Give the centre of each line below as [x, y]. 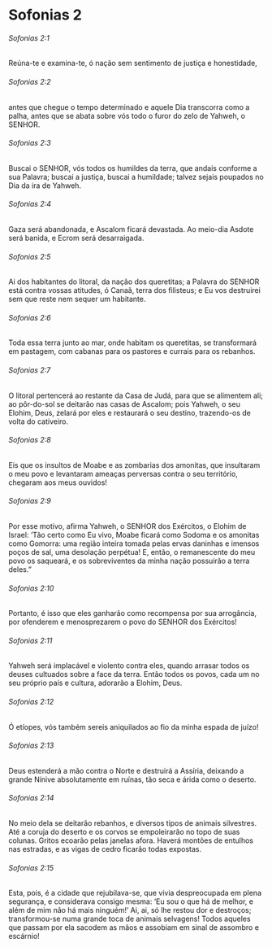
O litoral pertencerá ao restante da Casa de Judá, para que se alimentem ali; [136, 395]
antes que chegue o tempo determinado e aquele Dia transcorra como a [129, 107]
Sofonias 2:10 [31, 588]
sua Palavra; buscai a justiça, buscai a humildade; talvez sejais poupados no [136, 177]
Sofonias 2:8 [30, 440]
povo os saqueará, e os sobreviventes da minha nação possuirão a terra [129, 561]
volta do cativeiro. [39, 421]
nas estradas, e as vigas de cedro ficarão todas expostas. [105, 849]
